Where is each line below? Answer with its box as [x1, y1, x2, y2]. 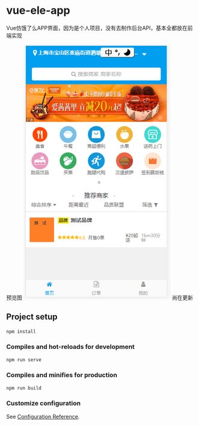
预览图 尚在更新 [6, 293, 194, 301]
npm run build [6, 385, 42, 392]
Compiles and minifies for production [6, 371, 117, 379]
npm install [6, 328, 36, 334]
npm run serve [6, 357, 42, 363]
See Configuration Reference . [6, 413, 80, 420]
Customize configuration [6, 399, 81, 407]
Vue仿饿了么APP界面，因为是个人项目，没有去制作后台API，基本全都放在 [6, 24, 188, 31]
